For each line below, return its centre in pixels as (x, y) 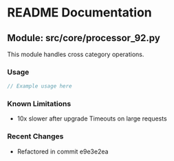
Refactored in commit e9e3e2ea (63, 151)
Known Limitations (39, 104)
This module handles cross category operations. (76, 54)
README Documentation (80, 13)
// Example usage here (40, 86)
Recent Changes (35, 136)
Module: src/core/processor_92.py (84, 38)
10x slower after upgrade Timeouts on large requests (92, 119)
